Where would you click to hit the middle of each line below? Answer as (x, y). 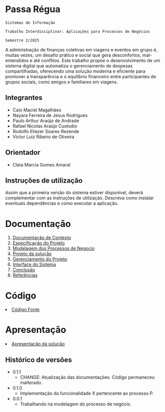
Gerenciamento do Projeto (40, 259)
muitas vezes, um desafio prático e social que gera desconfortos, (73, 55)
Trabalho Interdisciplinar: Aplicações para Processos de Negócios (78, 31)
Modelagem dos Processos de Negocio (53, 249)
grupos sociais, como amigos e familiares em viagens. (62, 82)
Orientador (23, 153)
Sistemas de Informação (30, 23)
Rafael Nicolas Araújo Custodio (45, 126)
